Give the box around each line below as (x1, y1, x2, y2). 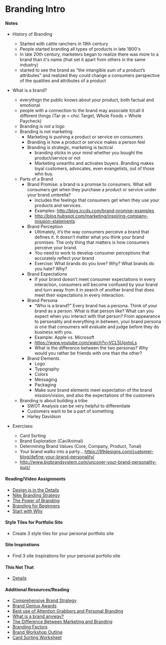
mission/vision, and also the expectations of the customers (34, 392, 155, 398)
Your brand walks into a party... (19, 448, 84, 455)
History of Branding (12, 31, 53, 37)
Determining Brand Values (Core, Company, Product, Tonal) (19, 443, 142, 449)
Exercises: (12, 423, 34, 429)
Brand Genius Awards (12, 603, 57, 609)
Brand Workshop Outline (12, 629, 63, 635)
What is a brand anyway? (12, 613, 64, 619)
